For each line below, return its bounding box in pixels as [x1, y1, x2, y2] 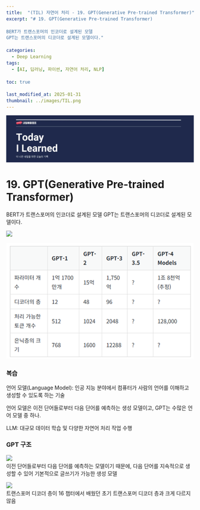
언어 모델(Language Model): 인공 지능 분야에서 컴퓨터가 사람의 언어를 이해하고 [6, 384, 189, 391]
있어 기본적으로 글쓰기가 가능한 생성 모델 [23, 469, 118, 477]
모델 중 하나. [12, 411, 42, 419]
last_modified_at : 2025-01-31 [6, 91, 82, 98]
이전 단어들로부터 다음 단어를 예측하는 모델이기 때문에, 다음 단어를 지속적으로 [6, 462, 185, 469]
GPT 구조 [6, 441, 32, 449]
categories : [6, 48, 36, 54]
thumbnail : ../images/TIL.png [6, 98, 82, 104]
